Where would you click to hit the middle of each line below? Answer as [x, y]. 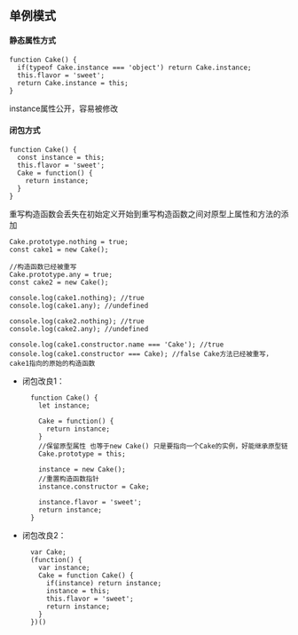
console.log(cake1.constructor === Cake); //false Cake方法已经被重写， [141, 353]
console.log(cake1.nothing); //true [77, 298]
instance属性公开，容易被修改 [63, 108]
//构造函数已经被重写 [43, 266]
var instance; [64, 568]
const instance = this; [61, 157]
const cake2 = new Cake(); [59, 282]
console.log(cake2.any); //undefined [79, 329]
